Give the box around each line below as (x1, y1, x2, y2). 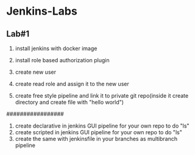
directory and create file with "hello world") (15, 99, 124, 106)
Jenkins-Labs (6, 4, 77, 18)
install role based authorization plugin (15, 57, 110, 63)
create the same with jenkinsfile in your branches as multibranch (15, 135, 178, 142)
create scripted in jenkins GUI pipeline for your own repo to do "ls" (15, 129, 183, 135)
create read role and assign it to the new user (15, 81, 129, 87)
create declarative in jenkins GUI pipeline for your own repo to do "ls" (15, 122, 190, 129)
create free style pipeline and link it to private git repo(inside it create (15, 92, 189, 99)
